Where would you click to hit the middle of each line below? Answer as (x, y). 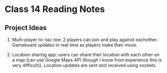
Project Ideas (26, 28)
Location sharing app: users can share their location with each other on (86, 54)
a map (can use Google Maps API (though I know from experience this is (87, 60)
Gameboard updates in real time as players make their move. (75, 45)
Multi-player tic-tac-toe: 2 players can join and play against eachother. (85, 39)
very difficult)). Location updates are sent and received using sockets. (84, 65)
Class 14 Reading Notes (55, 9)
